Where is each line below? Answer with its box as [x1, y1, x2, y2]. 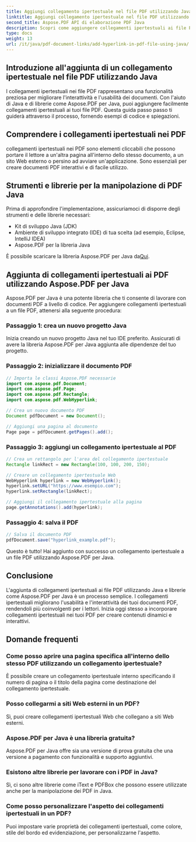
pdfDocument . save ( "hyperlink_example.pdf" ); [6, 537, 116, 543]
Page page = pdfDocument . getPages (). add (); [6, 429, 114, 435]
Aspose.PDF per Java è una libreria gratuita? [6, 734, 135, 742]
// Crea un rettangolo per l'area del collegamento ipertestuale [6, 456, 168, 462]
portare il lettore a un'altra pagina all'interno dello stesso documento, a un [6, 151, 184, 158]
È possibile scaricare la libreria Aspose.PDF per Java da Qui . [6, 253, 150, 260]
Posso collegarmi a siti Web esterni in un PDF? [6, 700, 140, 708]
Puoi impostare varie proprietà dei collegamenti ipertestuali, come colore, [6, 823, 183, 830]
